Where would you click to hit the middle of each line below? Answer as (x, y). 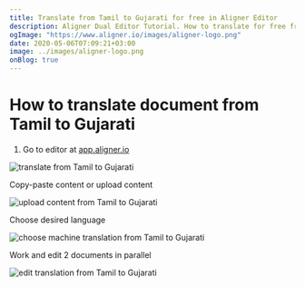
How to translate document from (134, 105)
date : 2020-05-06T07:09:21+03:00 (73, 43)
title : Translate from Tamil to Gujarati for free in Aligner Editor (144, 18)
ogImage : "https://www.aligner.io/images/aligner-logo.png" (126, 35)
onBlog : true (34, 60)
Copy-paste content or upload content (81, 184)
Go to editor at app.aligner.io (76, 149)
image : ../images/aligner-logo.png (77, 52)
